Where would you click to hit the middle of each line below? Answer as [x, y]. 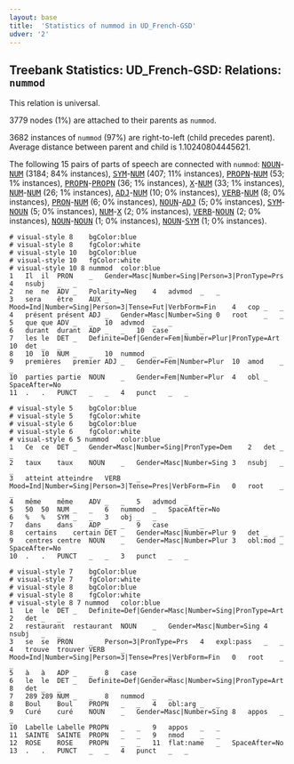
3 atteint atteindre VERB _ [75, 479]
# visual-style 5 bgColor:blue [73, 409]
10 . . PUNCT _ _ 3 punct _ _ [99, 557]
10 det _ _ [36, 346]
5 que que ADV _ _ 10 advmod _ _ [91, 323]
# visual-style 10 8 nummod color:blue [85, 269]
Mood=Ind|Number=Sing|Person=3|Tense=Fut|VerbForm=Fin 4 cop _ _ [147, 308]
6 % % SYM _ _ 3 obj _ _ [83, 518]
